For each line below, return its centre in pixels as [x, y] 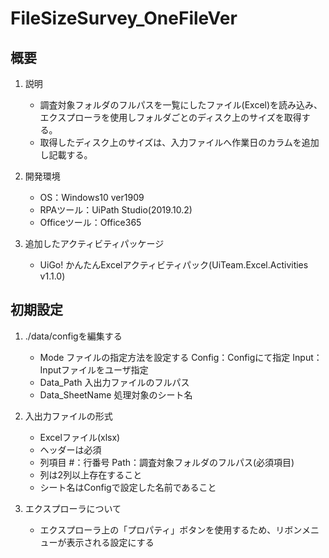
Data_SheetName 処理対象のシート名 [116, 394]
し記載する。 [66, 155]
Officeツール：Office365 [90, 222]
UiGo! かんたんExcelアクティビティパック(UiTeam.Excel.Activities [174, 265]
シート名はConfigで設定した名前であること [128, 487]
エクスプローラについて [73, 508]
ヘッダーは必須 [70, 449]
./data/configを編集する [73, 336]
